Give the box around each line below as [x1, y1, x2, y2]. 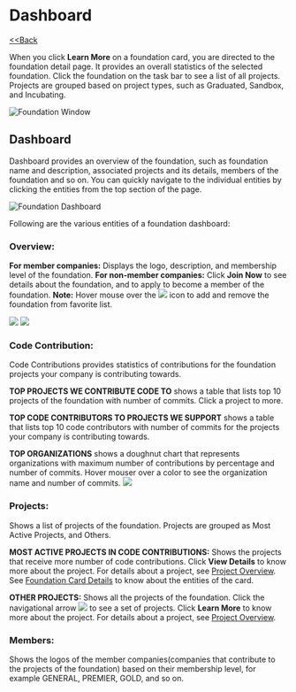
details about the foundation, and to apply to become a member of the [9, 280, 265, 290]
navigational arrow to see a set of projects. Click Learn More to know [9, 603, 272, 613]
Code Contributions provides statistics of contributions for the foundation [9, 359, 277, 370]
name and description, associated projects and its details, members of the [9, 165, 279, 175]
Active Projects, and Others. [9, 529, 112, 540]
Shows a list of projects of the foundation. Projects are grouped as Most [9, 519, 271, 531]
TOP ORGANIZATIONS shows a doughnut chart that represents [9, 449, 240, 459]
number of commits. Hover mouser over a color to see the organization [9, 467, 268, 478]
